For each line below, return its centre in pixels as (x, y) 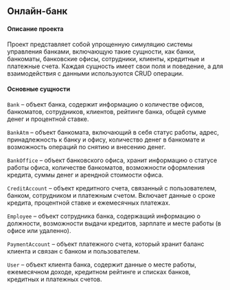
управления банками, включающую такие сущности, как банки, (101, 52)
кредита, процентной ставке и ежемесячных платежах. (89, 203)
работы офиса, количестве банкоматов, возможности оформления (106, 167)
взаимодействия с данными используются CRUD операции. (95, 73)
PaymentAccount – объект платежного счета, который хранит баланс (106, 244)
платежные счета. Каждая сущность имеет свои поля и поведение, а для (115, 66)
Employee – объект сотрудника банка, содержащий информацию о (104, 216)
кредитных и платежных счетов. (55, 279)
